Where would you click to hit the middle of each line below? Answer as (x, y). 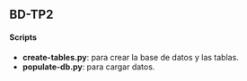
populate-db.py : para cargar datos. (88, 67)
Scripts (23, 37)
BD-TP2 (31, 15)
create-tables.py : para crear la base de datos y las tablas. (131, 57)
